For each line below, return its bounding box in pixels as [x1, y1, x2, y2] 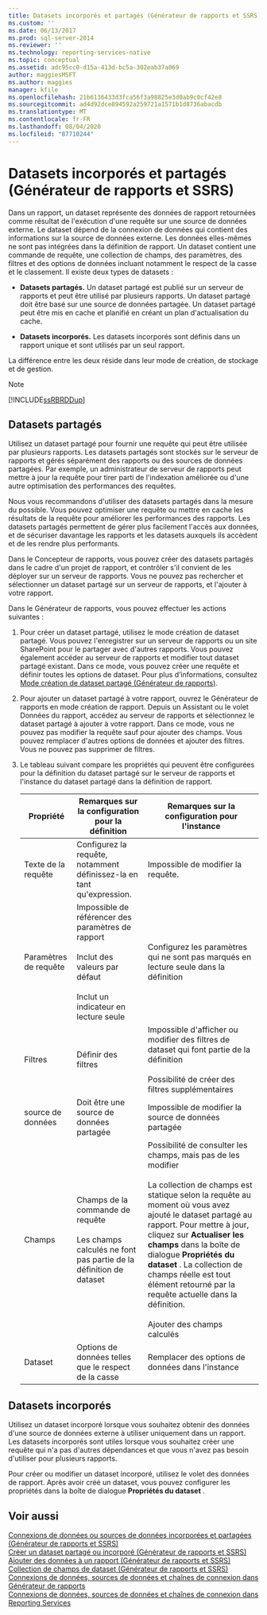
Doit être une [76, 1097, 126, 1108]
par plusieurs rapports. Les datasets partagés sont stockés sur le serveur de [8, 448, 259, 457]
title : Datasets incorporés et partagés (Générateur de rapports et [8, 11, 240, 20]
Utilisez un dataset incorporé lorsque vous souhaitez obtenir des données [8, 1420, 250, 1429]
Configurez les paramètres [147, 941, 248, 952]
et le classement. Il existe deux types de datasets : [8, 267, 173, 276]
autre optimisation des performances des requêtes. [8, 481, 176, 491]
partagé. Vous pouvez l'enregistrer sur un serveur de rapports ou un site [19, 636, 257, 646]
